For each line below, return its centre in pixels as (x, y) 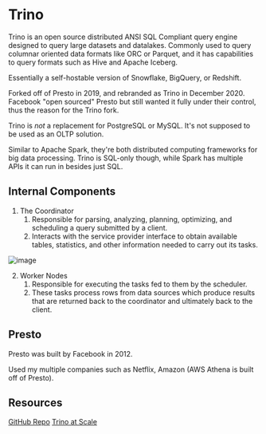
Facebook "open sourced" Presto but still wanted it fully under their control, (132, 101)
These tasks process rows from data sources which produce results (143, 292)
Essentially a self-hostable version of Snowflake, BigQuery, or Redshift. (125, 77)
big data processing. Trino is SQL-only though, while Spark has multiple (126, 158)
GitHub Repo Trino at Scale (53, 422)
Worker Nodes (43, 275)
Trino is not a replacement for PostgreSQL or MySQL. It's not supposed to (129, 125)
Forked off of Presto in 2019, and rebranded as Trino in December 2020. (127, 93)
